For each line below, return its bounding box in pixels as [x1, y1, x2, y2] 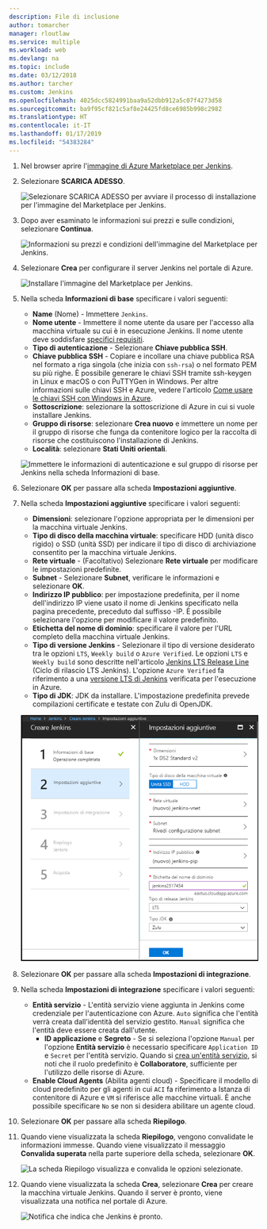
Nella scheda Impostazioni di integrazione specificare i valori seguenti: [20, 984, 256, 994]
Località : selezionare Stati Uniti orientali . [32, 444, 168, 454]
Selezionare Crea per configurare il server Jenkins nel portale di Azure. [20, 262, 254, 273]
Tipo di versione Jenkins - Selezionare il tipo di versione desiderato [32, 640, 255, 649]
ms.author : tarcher [9, 79, 74, 87]
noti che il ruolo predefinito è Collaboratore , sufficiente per [44, 1059, 238, 1068]
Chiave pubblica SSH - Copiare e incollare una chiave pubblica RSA [32, 351, 255, 361]
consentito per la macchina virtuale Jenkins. [32, 547, 177, 557]
